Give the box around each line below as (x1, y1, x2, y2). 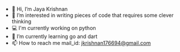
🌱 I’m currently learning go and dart (11, 33, 98, 40)
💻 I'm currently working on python (11, 25, 96, 32)
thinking (11, 18, 32, 25)
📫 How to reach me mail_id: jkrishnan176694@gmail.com (11, 40, 151, 46)
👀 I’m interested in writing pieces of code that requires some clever (11, 12, 174, 19)
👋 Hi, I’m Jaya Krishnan (11, 6, 68, 12)
